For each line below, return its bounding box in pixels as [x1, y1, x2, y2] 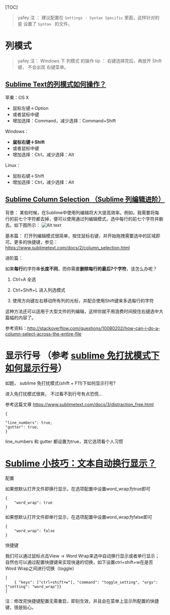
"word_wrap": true [14, 500, 53, 506]
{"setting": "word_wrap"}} [5, 584, 62, 589]
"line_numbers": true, [5, 420, 53, 425]
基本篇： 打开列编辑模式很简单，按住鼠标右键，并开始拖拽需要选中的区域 [5, 233, 156, 239]
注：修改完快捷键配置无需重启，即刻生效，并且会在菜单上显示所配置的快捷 [5, 598, 159, 604]
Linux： [5, 162, 21, 168]
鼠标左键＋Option [12, 105, 49, 111]
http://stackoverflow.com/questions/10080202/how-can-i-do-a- [27, 325, 160, 331]
